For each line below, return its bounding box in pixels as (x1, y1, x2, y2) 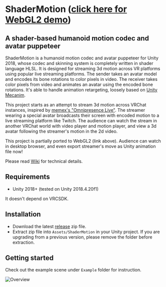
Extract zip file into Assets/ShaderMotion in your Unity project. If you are (12, 229, 160, 235)
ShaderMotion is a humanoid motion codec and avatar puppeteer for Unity (5, 55, 159, 61)
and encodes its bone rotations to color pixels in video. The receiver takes (5, 76, 157, 82)
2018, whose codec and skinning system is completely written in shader (5, 60, 153, 66)
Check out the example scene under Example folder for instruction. (5, 267, 141, 273)
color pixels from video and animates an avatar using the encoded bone (5, 81, 153, 87)
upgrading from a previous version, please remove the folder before (12, 234, 152, 240)
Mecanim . (5, 92, 26, 98)
